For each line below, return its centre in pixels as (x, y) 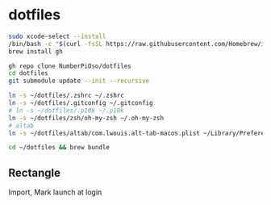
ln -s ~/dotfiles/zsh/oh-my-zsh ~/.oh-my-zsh (86, 118)
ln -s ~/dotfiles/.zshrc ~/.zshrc (67, 96)
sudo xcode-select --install (57, 36)
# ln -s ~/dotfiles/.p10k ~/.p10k (67, 111)
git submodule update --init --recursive (79, 81)
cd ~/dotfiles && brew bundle (59, 148)
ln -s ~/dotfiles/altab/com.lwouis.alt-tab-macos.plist (104, 133)
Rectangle (34, 172)
